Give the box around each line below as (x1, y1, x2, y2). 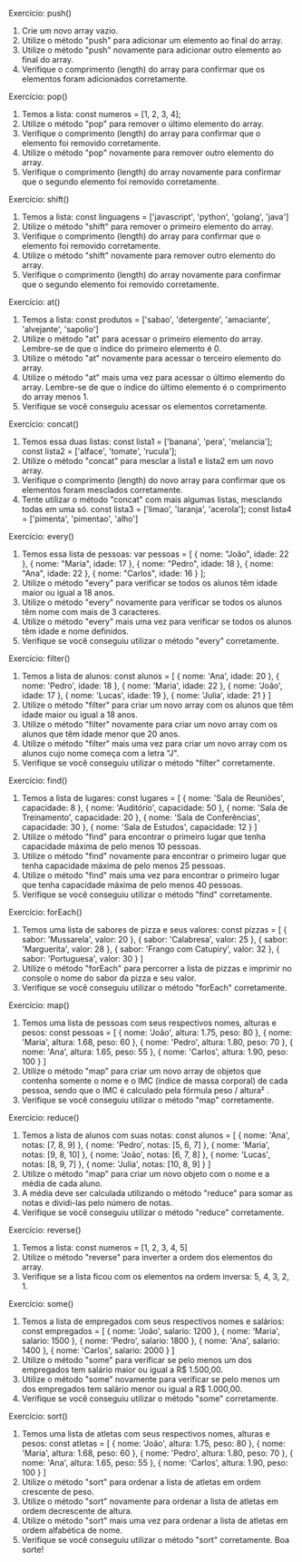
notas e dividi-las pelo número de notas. (21, 1198, 173, 1208)
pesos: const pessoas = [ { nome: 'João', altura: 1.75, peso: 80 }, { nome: (21, 1027, 292, 1038)
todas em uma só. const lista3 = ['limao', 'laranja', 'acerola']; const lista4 (21, 504, 292, 514)
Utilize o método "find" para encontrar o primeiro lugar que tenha (21, 831, 267, 842)
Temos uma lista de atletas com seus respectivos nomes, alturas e (21, 1429, 271, 1438)
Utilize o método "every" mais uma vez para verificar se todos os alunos (21, 617, 292, 627)
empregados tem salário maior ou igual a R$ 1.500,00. (21, 1364, 224, 1375)
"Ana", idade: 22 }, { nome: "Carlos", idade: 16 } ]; (21, 568, 206, 578)
